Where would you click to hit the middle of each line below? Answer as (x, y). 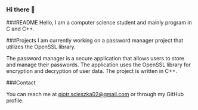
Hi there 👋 (21, 10)
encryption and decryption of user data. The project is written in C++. (92, 71)
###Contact (21, 82)
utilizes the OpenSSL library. (41, 47)
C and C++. (20, 29)
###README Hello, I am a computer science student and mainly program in (99, 23)
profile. (15, 100)
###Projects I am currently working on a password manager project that (95, 41)
